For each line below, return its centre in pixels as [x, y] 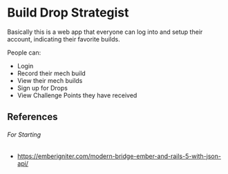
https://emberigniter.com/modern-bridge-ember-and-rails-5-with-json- [119, 156]
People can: [24, 52]
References [32, 117]
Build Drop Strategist [68, 13]
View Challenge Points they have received [77, 95]
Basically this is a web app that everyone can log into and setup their [105, 32]
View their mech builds [50, 80]
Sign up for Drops [42, 88]
